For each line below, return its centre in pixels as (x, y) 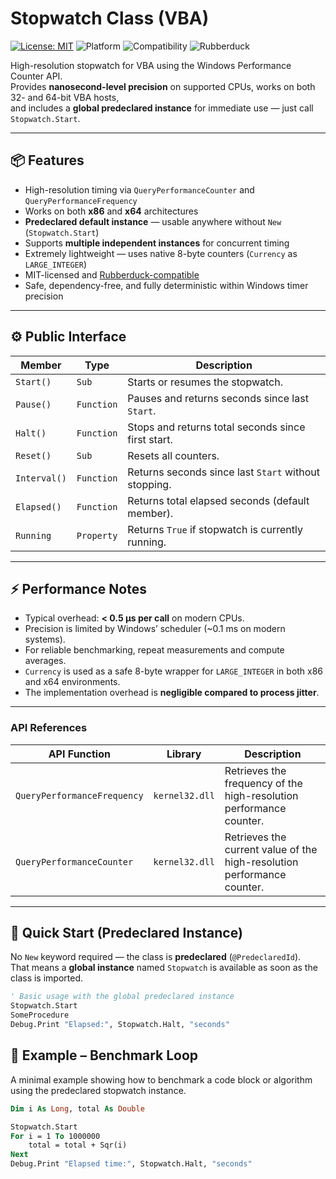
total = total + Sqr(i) (78, 1145)
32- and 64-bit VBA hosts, (65, 97)
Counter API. (36, 76)
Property (97, 535)
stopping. (149, 484)
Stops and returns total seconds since (216, 427)
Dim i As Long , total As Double (77, 1108)
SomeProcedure (40, 1015)
